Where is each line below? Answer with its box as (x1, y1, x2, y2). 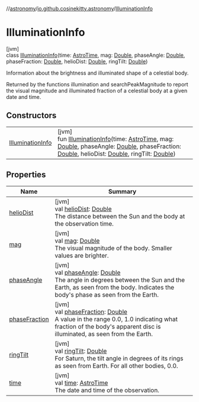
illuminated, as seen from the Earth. (54, 330, 153, 338)
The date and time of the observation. (54, 386, 160, 394)
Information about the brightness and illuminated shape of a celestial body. (6, 69, 189, 76)
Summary (108, 187, 137, 195)
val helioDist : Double (54, 204, 112, 213)
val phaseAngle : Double (54, 268, 121, 276)
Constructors (6, 111, 57, 121)
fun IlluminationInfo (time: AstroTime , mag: (57, 134, 174, 143)
